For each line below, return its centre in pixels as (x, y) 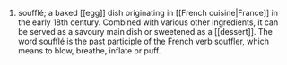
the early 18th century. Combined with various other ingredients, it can (148, 22)
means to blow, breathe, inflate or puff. (89, 51)
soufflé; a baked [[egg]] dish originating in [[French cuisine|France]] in (148, 13)
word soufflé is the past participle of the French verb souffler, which (143, 41)
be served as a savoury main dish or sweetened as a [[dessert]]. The (145, 32)
